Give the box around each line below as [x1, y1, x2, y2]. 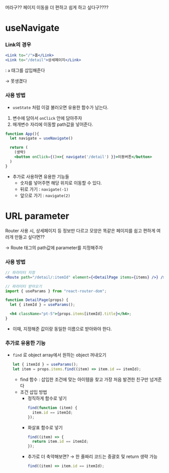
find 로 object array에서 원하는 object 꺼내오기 [12, 352, 107, 358]
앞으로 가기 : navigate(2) [20, 192, 70, 198]
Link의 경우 [5, 41, 32, 48]
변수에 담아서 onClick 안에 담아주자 [12, 115, 82, 121]
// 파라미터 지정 [5, 270, 35, 275]
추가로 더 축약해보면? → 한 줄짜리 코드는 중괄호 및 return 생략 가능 [27, 453, 158, 459]
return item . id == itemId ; [32, 439, 89, 444]
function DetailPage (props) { [5, 297, 69, 303]
